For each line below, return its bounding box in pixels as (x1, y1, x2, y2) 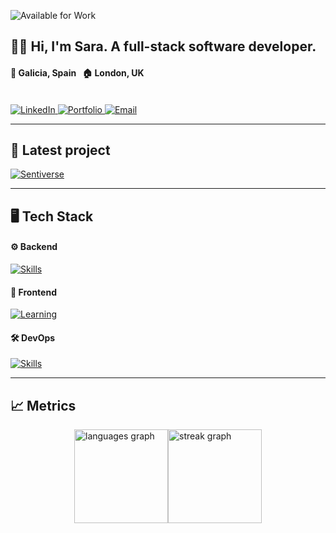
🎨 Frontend (10, 286, 57, 298)
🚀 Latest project (10, 141, 111, 159)
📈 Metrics (10, 397, 77, 414)
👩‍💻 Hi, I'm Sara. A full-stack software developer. (10, 38, 317, 55)
